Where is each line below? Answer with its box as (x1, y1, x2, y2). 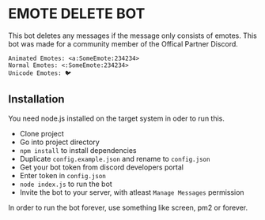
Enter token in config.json (19, 170, 107, 180)
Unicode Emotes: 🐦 (8, 69, 72, 77)
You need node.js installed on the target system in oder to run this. (8, 114, 225, 123)
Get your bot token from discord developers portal (19, 162, 184, 172)
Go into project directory (19, 137, 100, 147)
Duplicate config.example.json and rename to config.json (19, 154, 210, 163)
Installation (8, 92, 65, 106)
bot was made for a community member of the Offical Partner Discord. (8, 39, 239, 48)
